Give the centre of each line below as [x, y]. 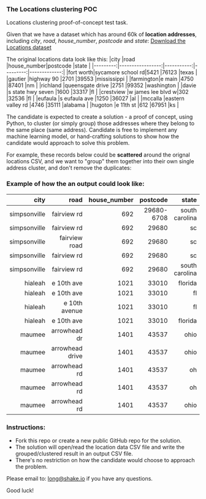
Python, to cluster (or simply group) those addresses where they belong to [101, 123]
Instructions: [26, 427]
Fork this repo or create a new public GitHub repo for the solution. [98, 440]
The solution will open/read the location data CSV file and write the [100, 447]
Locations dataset [29, 47]
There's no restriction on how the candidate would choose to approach [105, 460]
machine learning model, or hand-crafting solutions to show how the [93, 136]
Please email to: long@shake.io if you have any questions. [80, 478]
